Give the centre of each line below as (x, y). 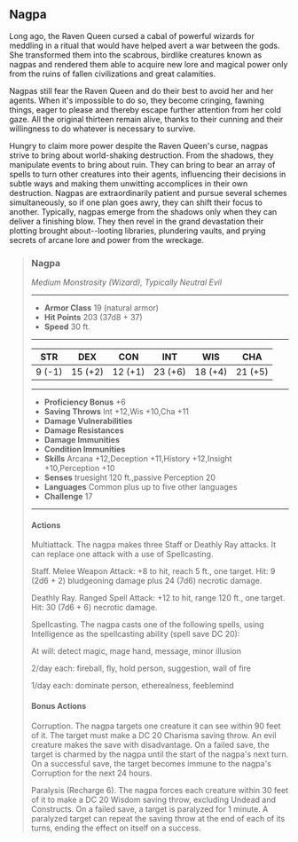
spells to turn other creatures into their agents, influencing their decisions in (148, 174)
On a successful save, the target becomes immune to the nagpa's (151, 763)
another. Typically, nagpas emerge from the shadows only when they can (143, 211)
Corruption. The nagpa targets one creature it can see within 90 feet (156, 726)
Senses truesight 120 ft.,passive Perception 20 (129, 477)
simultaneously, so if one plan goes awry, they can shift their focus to (136, 202)
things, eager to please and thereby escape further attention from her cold (145, 109)
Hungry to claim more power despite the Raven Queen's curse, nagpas (139, 146)
